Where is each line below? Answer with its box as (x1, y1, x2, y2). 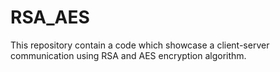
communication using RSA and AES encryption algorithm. (10, 49, 247, 61)
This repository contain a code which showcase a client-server (10, 39, 270, 51)
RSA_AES (10, 6, 90, 29)
